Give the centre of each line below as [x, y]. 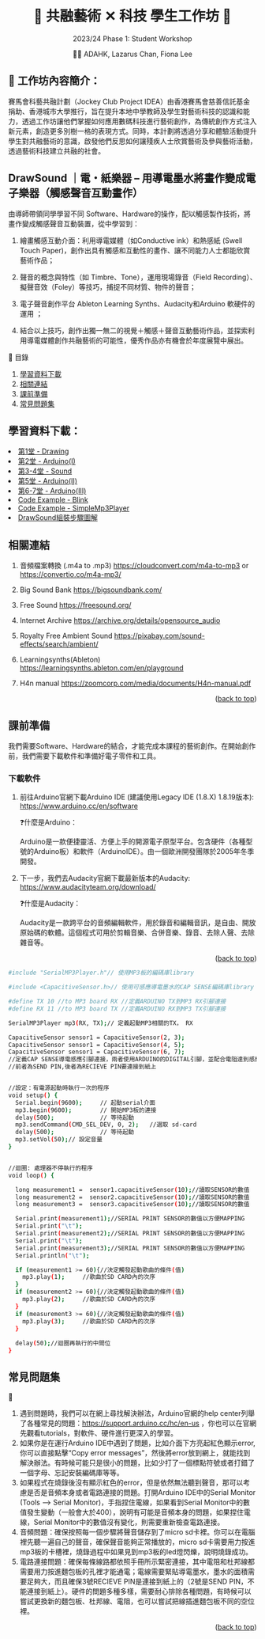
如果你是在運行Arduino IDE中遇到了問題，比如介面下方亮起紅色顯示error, [138, 1443]
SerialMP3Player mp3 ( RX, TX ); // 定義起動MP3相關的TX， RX [101, 1023]
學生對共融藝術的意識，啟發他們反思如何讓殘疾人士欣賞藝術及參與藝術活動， [132, 141]
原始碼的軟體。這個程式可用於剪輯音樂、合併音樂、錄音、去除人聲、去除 [137, 933]
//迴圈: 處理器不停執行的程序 [50, 1168]
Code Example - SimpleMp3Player [74, 508]
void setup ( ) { [33, 1095]
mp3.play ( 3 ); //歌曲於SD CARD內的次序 [89, 1321]
